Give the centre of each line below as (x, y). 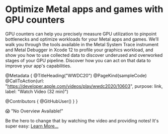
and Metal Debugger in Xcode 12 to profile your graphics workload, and (79, 50)
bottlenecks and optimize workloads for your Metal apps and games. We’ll (82, 39)
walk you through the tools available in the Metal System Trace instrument (82, 44)
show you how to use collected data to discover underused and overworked (84, 55)
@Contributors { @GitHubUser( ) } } (41, 101)
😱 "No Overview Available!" (34, 111)
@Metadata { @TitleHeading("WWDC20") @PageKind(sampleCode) (76, 75)
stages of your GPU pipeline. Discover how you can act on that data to (78, 60)
